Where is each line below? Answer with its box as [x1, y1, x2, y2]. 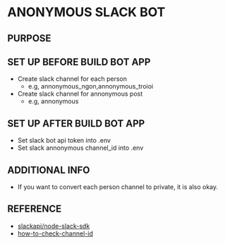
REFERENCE [7, 203, 62, 215]
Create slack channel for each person [17, 75, 128, 83]
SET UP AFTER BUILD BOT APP [7, 117, 145, 129]
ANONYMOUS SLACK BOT [7, 4, 166, 20]
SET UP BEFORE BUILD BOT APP [7, 56, 151, 68]
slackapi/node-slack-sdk [17, 221, 90, 230]
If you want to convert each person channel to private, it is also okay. [17, 183, 219, 191]
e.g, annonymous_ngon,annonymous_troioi [28, 82, 154, 91]
